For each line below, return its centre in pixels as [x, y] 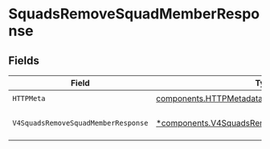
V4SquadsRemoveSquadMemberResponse [80, 123]
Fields [24, 60]
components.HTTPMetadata [210, 99]
